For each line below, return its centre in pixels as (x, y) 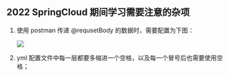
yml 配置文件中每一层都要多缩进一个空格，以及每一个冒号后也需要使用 (117, 58)
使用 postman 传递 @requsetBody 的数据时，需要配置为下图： (105, 30)
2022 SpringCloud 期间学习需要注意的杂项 (98, 12)
